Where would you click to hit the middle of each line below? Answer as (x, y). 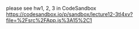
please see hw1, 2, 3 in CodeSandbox (51, 8)
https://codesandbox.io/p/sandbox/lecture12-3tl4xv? (69, 14)
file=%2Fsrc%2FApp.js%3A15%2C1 (49, 20)
